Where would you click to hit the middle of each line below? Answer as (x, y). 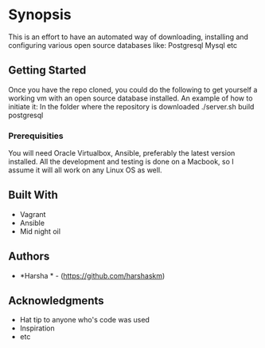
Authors (29, 257)
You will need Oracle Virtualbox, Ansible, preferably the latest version (122, 153)
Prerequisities (36, 136)
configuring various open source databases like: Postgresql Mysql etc (123, 45)
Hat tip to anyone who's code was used (84, 320)
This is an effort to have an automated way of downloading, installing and (129, 37)
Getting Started (47, 71)
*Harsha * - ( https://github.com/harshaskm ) (92, 275)
